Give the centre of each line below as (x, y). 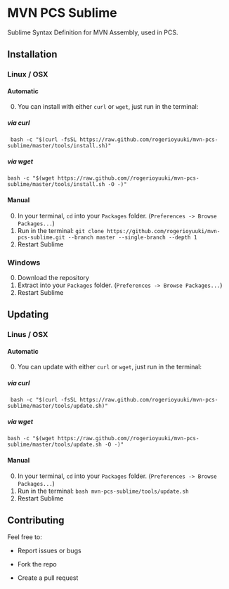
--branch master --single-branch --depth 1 (132, 237)
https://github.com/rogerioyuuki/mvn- (163, 231)
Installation (32, 54)
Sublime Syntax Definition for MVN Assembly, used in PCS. (93, 32)
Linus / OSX (28, 335)
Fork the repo (37, 564)
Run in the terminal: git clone (60, 230)
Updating (28, 315)
